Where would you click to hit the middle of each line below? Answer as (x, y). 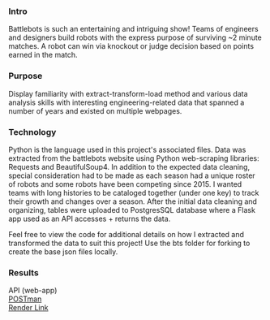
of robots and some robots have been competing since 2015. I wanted (125, 184)
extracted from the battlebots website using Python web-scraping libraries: (134, 158)
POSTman (25, 299)
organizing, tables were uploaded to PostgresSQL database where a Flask (132, 210)
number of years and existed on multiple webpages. (95, 110)
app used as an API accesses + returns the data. (90, 218)
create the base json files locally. (63, 251)
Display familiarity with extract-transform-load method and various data (129, 93)
